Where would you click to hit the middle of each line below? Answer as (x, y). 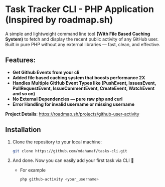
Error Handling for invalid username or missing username (73, 104)
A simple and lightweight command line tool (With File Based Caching (78, 34)
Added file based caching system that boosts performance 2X (79, 77)
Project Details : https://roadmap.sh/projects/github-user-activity (72, 114)
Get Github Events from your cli (46, 72)
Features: (21, 60)
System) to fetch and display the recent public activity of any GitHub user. (82, 39)
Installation (23, 130)
